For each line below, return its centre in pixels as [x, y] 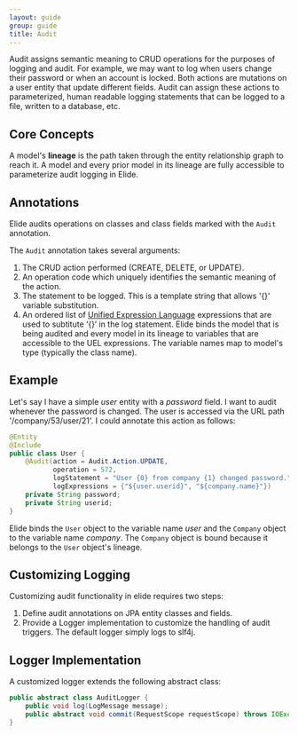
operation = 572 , [85, 470]
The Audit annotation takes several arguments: [95, 250]
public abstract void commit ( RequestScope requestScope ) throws [146, 714]
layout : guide [35, 17]
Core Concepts [52, 134]
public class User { [47, 454]
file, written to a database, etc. [65, 107]
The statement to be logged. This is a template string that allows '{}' [146, 296]
